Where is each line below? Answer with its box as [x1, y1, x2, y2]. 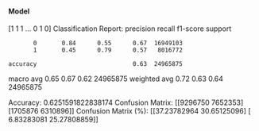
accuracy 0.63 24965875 [8, 60, 183, 68]
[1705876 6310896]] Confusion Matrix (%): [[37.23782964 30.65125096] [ [8, 106, 251, 116]
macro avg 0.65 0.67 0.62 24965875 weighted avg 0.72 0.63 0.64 [8, 74, 224, 83]
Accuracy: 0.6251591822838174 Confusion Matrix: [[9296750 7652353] [8, 98, 244, 107]
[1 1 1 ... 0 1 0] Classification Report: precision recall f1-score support [8, 24, 232, 33]
